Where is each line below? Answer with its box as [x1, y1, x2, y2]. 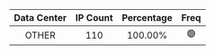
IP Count [75, 12, 114, 23]
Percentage [121, 12, 173, 23]
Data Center [13, 12, 67, 23]
